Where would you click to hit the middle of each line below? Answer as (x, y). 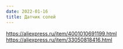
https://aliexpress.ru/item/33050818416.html (59, 40)
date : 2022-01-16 (27, 11)
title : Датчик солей (31, 17)
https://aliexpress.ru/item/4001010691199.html (61, 33)
